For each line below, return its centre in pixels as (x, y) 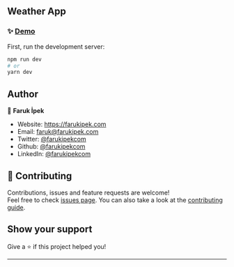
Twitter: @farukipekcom (52, 139)
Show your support (50, 229)
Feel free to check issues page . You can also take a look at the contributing (115, 200)
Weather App (37, 12)
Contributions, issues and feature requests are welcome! (88, 192)
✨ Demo (21, 31)
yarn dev (20, 73)
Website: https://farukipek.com (62, 124)
